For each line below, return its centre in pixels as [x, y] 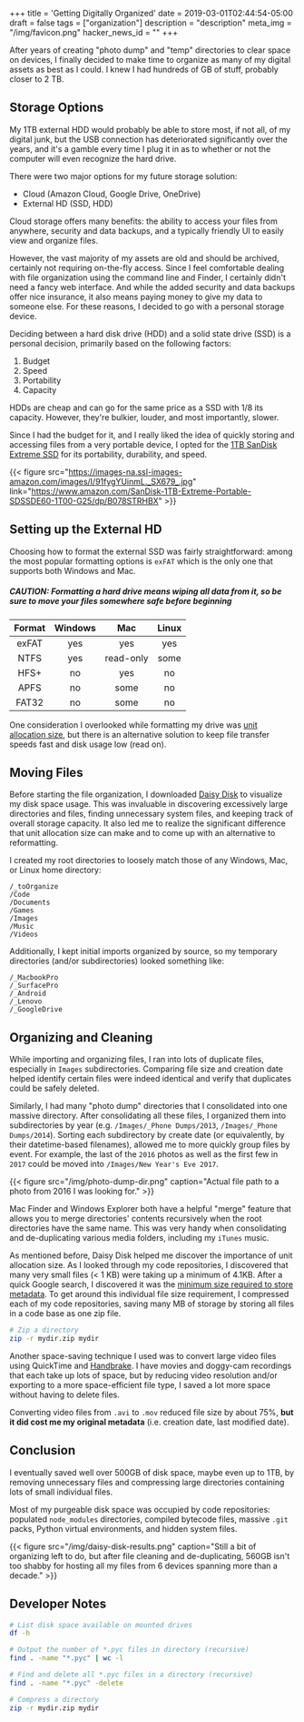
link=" [20, 491]
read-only [127, 658]
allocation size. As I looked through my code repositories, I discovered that [149, 1265]
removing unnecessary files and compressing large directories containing [147, 1482]
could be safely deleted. [54, 1088]
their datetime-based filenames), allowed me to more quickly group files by [150, 1144]
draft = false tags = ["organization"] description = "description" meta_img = [151, 23]
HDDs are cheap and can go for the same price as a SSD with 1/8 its [137, 408]
